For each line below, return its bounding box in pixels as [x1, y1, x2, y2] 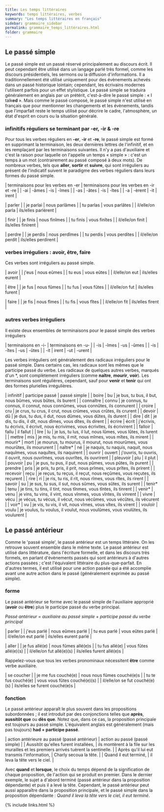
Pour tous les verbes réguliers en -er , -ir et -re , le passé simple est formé [5, 137, 154, 142]
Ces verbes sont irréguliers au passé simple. [5, 260, 95, 266]
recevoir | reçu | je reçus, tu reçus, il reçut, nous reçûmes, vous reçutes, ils [5, 470, 156, 476]
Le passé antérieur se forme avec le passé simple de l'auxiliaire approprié [5, 599, 154, 604]
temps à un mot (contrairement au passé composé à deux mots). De [5, 157, 143, 163]
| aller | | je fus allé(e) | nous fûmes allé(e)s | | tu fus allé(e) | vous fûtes [5, 643, 148, 649]
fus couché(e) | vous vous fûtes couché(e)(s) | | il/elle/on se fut [5, 677, 133, 683]
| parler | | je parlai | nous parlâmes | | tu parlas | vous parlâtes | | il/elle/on [5, 202, 155, 208]
